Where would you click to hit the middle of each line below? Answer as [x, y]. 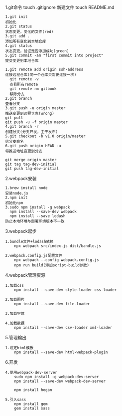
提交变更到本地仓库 [22, 61]
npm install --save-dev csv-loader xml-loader [63, 328]
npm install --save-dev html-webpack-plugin [61, 352]
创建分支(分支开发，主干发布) [32, 132]
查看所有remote [24, 84]
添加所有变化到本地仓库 [26, 41]
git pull [14, 118]
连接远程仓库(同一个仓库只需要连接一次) [41, 75]
